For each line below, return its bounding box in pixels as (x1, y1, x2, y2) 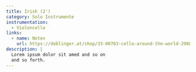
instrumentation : (6, 19, 48, 25)
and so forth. (11, 57, 45, 63)
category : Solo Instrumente (6, 14, 75, 20)
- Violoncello (11, 24, 45, 31)
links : (6, 30, 22, 36)
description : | (6, 46, 43, 52)
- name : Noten (11, 35, 45, 41)
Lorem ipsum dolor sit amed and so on (11, 52, 106, 57)
